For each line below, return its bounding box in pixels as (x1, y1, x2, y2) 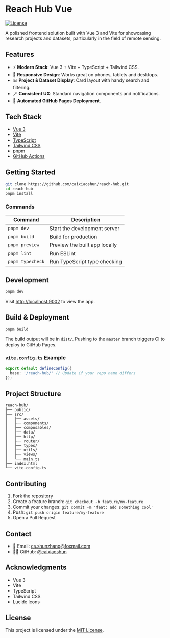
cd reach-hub (5, 186, 33, 192)
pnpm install (5, 191, 33, 196)
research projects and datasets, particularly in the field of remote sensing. (5, 35, 161, 41)
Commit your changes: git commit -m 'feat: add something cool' (12, 504, 154, 510)
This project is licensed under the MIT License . (5, 627, 104, 633)
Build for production (49, 233, 98, 240)
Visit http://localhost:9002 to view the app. (5, 298, 95, 304)
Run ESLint (49, 250, 76, 257)
